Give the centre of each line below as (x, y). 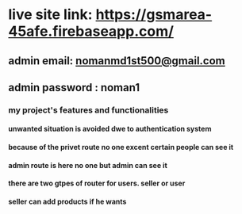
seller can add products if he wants (67, 201)
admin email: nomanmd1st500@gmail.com (117, 61)
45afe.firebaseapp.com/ (91, 31)
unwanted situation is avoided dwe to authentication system (110, 129)
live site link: (50, 15)
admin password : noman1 (74, 88)
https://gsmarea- (154, 15)
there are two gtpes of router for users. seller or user (97, 183)
